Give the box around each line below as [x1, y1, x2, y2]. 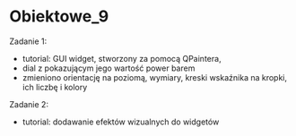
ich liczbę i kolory [22, 81, 88, 92]
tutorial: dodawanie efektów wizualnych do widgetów [22, 116, 220, 127]
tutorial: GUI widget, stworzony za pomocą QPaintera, [22, 53, 222, 64]
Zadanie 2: [9, 98, 49, 109]
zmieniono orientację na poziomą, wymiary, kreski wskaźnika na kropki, [22, 72, 288, 82]
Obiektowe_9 [9, 6, 109, 27]
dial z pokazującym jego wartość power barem [22, 63, 196, 73]
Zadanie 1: [9, 36, 48, 47]
